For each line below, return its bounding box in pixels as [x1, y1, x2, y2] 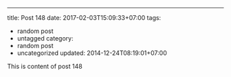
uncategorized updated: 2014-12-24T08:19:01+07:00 [16, 49, 167, 57]
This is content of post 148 [7, 63, 82, 70]
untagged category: [16, 34, 74, 42]
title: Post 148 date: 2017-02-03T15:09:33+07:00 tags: [7, 14, 162, 21]
